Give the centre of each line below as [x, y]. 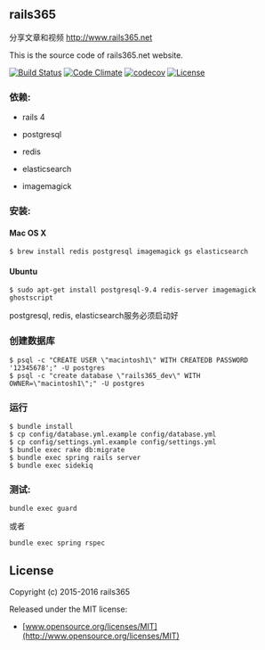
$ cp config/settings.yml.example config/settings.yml [113, 442]
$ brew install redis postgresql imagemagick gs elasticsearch [129, 252]
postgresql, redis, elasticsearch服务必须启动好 [94, 316]
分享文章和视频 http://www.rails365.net [81, 37]
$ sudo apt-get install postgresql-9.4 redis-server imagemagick [132, 290]
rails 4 [34, 117]
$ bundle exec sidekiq [51, 466]
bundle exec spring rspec [57, 543]
